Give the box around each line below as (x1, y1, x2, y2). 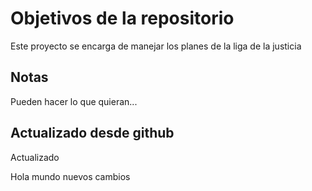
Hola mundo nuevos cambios (10, 170, 131, 182)
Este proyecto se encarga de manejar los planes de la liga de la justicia (10, 40, 302, 52)
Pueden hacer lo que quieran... (10, 95, 138, 107)
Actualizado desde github (10, 125, 175, 142)
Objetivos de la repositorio (10, 7, 235, 30)
